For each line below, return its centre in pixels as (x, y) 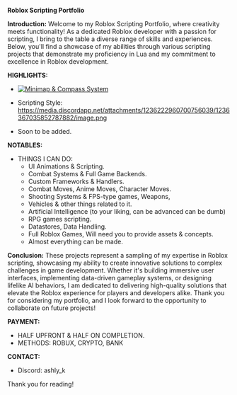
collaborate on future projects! (52, 308)
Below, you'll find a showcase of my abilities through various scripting (109, 46)
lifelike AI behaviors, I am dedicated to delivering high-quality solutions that (117, 285)
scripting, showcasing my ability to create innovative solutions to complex (115, 263)
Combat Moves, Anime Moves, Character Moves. (100, 189)
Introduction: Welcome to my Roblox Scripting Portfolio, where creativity (114, 24)
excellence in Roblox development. (58, 62)
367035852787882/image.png (62, 118)
